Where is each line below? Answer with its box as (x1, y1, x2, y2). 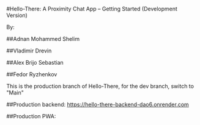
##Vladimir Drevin (6, 47, 52, 54)
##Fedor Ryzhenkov (6, 71, 57, 78)
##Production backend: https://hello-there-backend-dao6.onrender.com (6, 101, 190, 108)
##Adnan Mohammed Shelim (6, 35, 80, 42)
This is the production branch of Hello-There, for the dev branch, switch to (6, 82, 194, 90)
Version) (6, 12, 28, 19)
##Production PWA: (6, 113, 56, 120)
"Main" (6, 89, 24, 96)
